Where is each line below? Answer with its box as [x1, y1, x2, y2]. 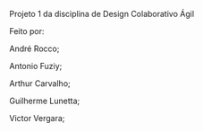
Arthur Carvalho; [9, 78, 72, 89]
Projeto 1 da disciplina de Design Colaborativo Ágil [9, 9, 195, 19]
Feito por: [9, 26, 45, 36]
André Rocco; [9, 43, 60, 54]
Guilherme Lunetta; [9, 95, 80, 106]
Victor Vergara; [9, 113, 65, 123]
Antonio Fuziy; [9, 61, 63, 71]
